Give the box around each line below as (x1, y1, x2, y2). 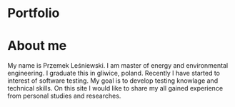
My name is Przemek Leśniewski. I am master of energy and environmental (7, 61, 229, 70)
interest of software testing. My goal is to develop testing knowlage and (7, 76, 219, 85)
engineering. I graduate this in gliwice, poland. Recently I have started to (7, 69, 220, 78)
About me (7, 38, 67, 54)
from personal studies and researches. (7, 91, 121, 101)
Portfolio (7, 5, 60, 21)
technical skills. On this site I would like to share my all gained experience (7, 84, 224, 93)
